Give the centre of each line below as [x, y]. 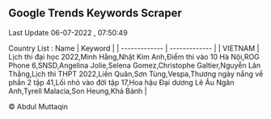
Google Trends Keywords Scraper [95, 13]
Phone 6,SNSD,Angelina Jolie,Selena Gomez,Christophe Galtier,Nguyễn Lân [135, 65]
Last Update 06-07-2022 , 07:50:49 [68, 32]
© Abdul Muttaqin [38, 106]
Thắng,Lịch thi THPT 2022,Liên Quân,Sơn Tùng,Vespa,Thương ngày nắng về [136, 74]
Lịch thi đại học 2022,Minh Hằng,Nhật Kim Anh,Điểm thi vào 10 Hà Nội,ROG [134, 56]
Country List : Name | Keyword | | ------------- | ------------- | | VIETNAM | [134, 48]
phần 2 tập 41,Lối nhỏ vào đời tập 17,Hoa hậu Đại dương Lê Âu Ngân [121, 82]
